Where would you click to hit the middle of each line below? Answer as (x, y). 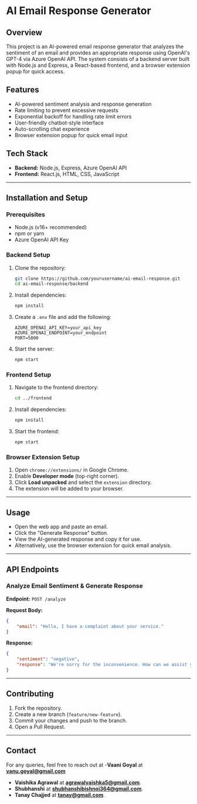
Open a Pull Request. (40, 727)
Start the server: (34, 349)
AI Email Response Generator (79, 11)
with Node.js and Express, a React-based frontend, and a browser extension (98, 65)
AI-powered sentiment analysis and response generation (83, 104)
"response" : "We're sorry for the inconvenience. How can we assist (102, 665)
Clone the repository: (40, 267)
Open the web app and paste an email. (61, 527)
